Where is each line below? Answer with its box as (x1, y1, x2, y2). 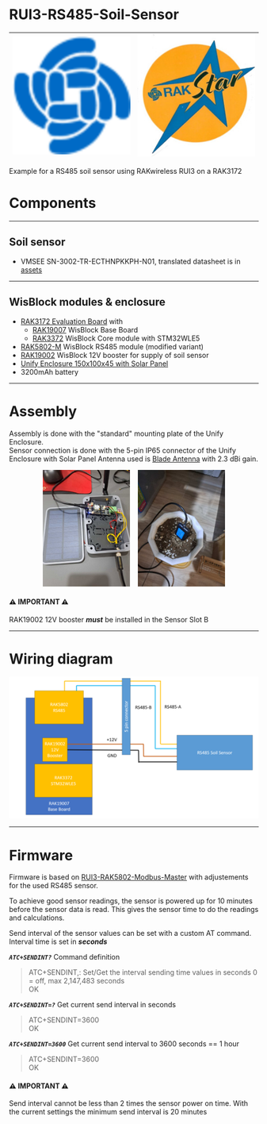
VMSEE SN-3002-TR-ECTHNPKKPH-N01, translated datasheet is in (20, 256, 241, 266)
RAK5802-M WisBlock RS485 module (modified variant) (20, 341, 204, 351)
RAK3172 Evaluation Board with (20, 316, 124, 326)
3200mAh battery (20, 367, 78, 376)
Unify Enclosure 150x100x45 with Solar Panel (20, 359, 169, 368)
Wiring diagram (9, 650, 113, 668)
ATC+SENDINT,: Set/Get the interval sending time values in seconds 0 (28, 968, 258, 977)
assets (20, 264, 43, 275)
